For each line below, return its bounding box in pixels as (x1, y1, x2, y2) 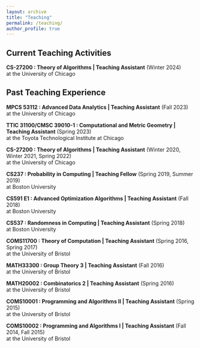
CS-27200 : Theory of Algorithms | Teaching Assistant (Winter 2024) (6, 64, 181, 71)
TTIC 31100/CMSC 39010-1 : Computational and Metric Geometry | (6, 121, 176, 129)
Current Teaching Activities (6, 47, 112, 58)
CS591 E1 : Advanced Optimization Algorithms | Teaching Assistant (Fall (6, 195, 189, 202)
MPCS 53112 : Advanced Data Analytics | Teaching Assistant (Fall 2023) (6, 103, 189, 111)
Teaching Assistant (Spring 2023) (6, 127, 92, 135)
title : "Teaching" (6, 14, 52, 20)
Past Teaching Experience (6, 88, 106, 98)
